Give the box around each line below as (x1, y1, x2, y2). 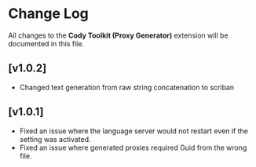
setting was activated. (19, 134, 92, 143)
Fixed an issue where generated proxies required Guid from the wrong (19, 143, 247, 152)
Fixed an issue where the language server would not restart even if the (19, 126, 249, 136)
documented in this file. (8, 38, 85, 48)
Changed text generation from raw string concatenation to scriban (19, 82, 234, 92)
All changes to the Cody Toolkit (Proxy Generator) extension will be (8, 31, 229, 40)
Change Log (8, 5, 89, 23)
